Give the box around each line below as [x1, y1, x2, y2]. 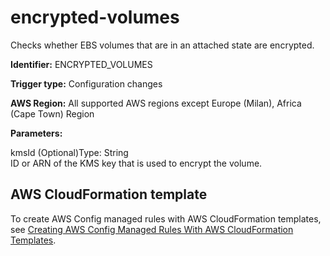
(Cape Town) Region [10, 107, 95, 120]
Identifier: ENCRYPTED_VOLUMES [10, 58, 153, 70]
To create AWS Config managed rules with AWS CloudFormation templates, [10, 212, 322, 225]
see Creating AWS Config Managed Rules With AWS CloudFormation [10, 223, 294, 235]
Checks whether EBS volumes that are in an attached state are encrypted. [10, 39, 315, 51]
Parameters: [10, 127, 63, 139]
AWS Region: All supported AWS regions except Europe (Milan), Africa [10, 97, 302, 109]
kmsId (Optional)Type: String [10, 146, 129, 158]
